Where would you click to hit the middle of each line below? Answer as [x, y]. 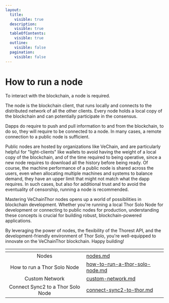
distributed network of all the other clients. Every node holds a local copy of [84, 111]
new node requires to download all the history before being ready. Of [77, 163]
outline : [19, 43]
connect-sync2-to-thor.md [120, 290]
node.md [97, 271]
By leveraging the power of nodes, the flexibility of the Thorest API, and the [83, 231]
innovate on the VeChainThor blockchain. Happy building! [65, 241]
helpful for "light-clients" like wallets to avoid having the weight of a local [81, 152]
